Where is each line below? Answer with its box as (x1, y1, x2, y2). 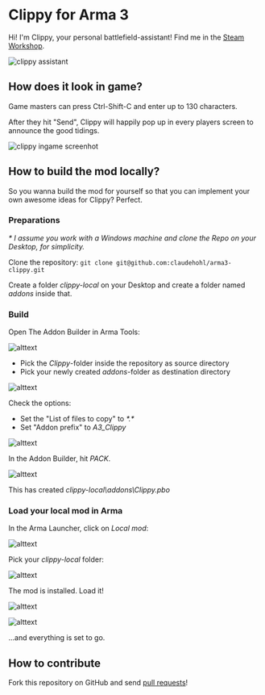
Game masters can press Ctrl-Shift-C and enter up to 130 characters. (8, 101, 238, 111)
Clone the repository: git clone (8, 257, 113, 267)
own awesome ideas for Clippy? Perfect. (8, 195, 143, 204)
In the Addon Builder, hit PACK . (8, 454, 111, 463)
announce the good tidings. (8, 125, 100, 135)
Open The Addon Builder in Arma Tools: (8, 327, 140, 337)
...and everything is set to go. (8, 633, 106, 643)
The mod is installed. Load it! (8, 586, 105, 596)
